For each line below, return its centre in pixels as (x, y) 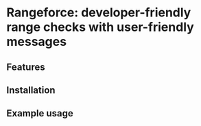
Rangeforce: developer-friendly (99, 13)
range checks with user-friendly (100, 27)
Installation (31, 90)
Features (26, 67)
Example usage (40, 113)
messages (36, 42)
